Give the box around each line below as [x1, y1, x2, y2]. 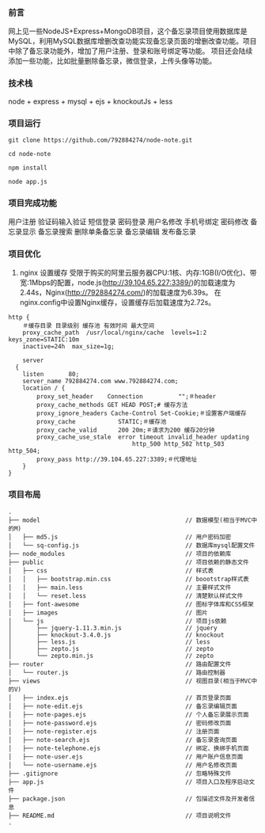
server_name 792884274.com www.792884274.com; [22, 378, 179, 386]
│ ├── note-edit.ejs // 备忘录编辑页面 [8, 702, 237, 710]
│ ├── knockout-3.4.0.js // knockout [8, 631, 225, 639]
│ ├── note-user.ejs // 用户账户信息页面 [8, 752, 244, 761]
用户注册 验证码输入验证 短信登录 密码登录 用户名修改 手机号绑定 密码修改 [8, 217, 249, 226]
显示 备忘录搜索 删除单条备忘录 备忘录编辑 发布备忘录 [21, 227, 196, 237]
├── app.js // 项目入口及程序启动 [8, 778, 249, 785]
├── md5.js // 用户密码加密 [22, 533, 232, 541]
